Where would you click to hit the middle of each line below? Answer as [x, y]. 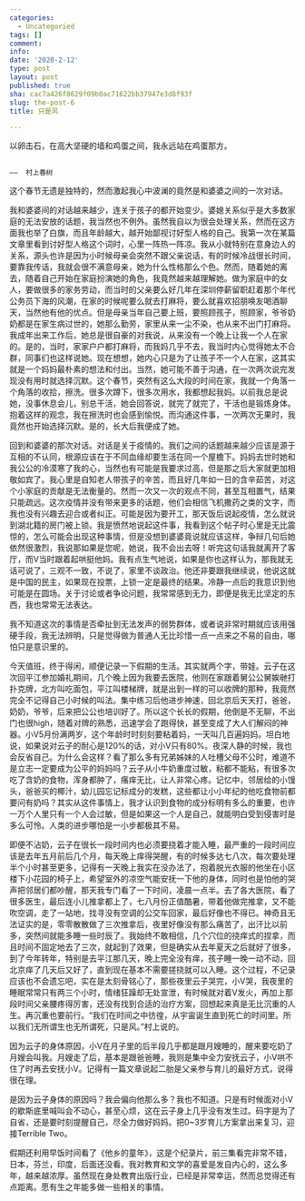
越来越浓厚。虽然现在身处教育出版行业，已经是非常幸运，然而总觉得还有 [160, 1176]
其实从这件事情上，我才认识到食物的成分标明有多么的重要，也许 [176, 802]
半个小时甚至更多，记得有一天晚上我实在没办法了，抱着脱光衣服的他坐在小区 [152, 868]
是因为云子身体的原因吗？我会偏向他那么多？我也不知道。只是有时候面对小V [151, 1100]
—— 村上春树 [31, 173]
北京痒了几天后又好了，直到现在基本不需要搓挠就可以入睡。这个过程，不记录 [152, 970]
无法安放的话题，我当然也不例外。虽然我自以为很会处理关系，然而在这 [156, 222]
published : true [40, 86]
